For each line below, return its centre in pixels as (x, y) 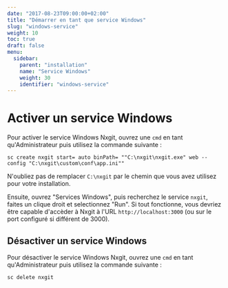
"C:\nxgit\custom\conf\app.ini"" (77, 164)
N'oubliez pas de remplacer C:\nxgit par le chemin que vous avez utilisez (112, 176)
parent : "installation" (54, 65)
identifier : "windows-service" (64, 84)
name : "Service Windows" (55, 71)
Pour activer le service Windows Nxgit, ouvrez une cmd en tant (95, 137)
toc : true (21, 39)
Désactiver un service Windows (77, 241)
